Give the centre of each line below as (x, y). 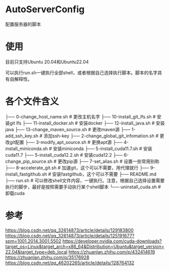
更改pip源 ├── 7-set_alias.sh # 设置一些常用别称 (109, 161)
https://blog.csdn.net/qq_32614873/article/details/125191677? (70, 235)
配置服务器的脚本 (23, 24)
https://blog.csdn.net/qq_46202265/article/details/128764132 (70, 263)
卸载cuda (15, 193)
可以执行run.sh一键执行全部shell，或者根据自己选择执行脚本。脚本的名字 (81, 72)
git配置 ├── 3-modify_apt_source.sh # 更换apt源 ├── (66, 142)
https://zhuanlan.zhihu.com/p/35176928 (47, 257)
